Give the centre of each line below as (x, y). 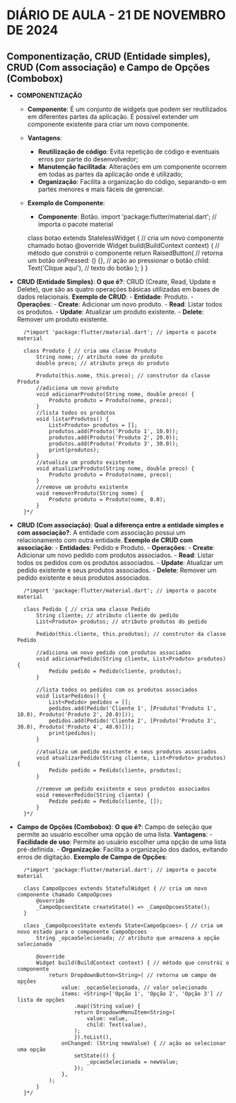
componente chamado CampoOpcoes (64, 895)
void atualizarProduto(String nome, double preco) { (115, 469)
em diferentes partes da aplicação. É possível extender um (113, 116)
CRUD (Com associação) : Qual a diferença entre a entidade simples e (120, 525)
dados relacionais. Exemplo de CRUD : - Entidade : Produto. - (105, 297)
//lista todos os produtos (76, 413)
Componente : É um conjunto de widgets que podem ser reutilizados (127, 109)
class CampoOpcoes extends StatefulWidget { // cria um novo (116, 888)
